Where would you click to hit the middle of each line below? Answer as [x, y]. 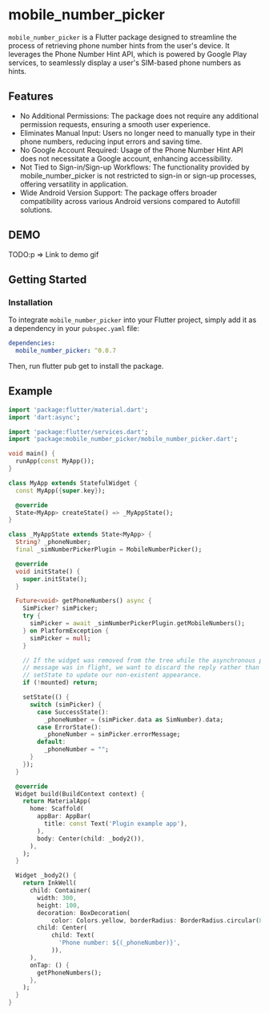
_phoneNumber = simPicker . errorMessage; [112, 734]
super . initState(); [55, 579]
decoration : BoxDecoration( [84, 913]
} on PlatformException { [66, 631]
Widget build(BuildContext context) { [80, 794]
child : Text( [72, 935]
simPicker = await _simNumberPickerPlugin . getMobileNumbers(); [137, 624]
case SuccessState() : [73, 712]
